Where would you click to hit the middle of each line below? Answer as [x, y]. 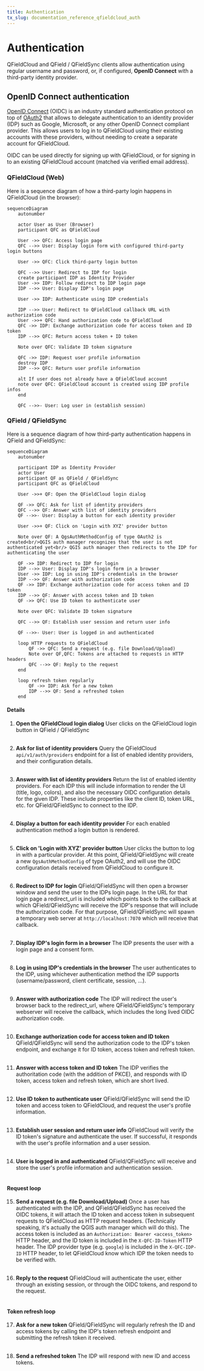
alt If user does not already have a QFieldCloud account [93, 379]
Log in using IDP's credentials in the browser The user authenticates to [106, 968]
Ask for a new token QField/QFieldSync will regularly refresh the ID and [105, 1325]
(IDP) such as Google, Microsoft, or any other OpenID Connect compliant [98, 124]
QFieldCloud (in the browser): [44, 197]
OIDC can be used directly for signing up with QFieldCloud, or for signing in [101, 155]
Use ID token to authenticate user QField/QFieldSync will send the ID [103, 1099]
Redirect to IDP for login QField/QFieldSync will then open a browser [102, 886]
